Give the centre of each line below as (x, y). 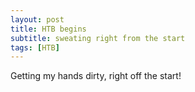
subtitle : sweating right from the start (98, 38)
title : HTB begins (48, 29)
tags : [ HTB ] (35, 47)
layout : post (37, 19)
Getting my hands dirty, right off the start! (96, 76)
